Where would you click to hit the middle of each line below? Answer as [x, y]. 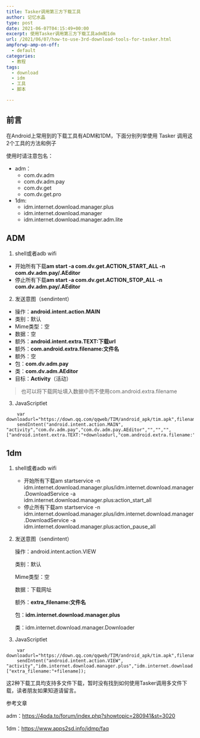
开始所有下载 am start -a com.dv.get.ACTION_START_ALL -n [90, 266]
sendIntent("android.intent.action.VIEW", [70, 661]
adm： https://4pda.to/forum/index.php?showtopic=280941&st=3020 [91, 716]
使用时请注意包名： [30, 156]
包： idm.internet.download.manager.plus [67, 615]
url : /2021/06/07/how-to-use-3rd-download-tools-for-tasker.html [89, 39]
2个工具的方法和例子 [31, 143]
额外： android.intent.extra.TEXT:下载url [65, 341]
